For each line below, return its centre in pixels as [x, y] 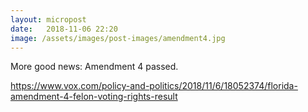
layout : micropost [48, 19]
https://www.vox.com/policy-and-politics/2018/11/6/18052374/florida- [154, 86]
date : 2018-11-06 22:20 [64, 29]
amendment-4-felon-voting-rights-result [94, 97]
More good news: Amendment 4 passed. [94, 67]
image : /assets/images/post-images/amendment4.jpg [118, 38]
